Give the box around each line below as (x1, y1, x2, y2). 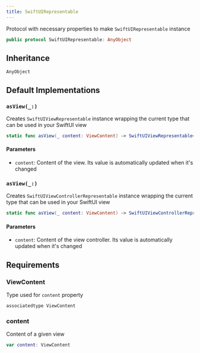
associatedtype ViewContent (6, 303, 76, 309)
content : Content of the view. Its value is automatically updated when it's (14, 159, 193, 166)
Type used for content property (6, 292, 83, 299)
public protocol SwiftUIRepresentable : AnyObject (6, 36, 132, 42)
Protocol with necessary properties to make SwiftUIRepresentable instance (6, 25, 190, 32)
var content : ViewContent (6, 342, 70, 348)
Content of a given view (6, 330, 65, 337)
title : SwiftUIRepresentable (6, 8, 79, 15)
